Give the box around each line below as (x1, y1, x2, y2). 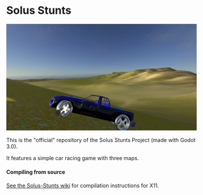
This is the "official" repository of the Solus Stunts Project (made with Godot (6, 137, 196, 144)
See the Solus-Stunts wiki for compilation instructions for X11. (6, 182, 159, 189)
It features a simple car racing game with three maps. (6, 155, 139, 162)
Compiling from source (6, 169, 65, 176)
